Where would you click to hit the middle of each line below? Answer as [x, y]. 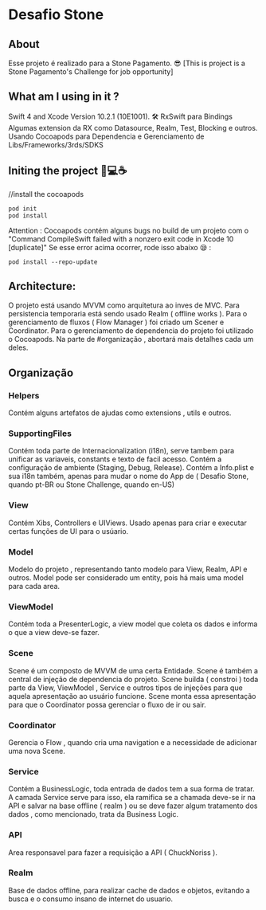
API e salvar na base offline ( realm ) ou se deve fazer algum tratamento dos [133, 806]
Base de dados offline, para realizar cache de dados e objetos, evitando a [129, 890]
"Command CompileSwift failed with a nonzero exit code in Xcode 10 [121, 239]
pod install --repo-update [53, 262]
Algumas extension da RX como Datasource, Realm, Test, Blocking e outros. [133, 127]
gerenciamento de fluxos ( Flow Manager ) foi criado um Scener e [116, 322]
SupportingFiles [40, 433]
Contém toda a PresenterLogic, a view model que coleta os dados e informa [133, 624]
